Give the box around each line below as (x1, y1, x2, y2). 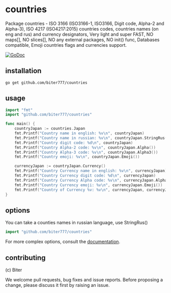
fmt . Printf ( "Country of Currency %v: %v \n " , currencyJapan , (14, 187, 145, 192)
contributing (5, 253, 46, 262)
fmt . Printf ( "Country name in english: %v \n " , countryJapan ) (14, 131, 145, 136)
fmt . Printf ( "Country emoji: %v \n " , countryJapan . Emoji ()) (14, 154, 140, 160)
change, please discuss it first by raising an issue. (5, 282, 110, 288)
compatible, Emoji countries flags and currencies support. (5, 42, 127, 48)
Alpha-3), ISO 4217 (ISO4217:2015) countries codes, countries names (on (5, 25, 159, 32)
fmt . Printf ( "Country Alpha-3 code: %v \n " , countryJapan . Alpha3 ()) (14, 150, 158, 155)
